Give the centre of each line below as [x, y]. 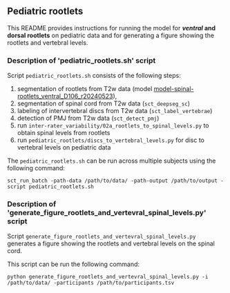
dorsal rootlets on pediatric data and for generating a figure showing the [111, 35]
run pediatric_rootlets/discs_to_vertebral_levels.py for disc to [111, 140]
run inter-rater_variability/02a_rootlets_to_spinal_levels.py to [113, 125]
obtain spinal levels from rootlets [64, 133]
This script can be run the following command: [74, 264]
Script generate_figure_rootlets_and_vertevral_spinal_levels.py [102, 236]
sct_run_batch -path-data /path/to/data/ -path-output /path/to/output [112, 181]
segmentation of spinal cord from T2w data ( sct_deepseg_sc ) [104, 103]
